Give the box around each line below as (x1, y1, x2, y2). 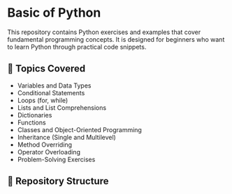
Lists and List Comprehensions (17, 103, 107, 112)
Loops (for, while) (17, 96, 68, 104)
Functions (17, 118, 47, 127)
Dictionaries (17, 111, 52, 119)
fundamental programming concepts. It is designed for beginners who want (7, 35, 225, 43)
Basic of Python (7, 5, 101, 21)
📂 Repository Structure (7, 175, 109, 187)
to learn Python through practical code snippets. (7, 42, 147, 51)
